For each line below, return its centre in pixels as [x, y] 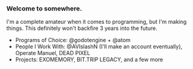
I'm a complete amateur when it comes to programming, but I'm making [96, 22]
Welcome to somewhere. [44, 9]
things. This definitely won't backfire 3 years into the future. [82, 28]
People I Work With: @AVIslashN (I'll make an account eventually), [99, 46]
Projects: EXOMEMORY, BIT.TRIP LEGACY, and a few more [89, 60]
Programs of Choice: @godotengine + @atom [73, 40]
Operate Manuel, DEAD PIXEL [53, 53]
